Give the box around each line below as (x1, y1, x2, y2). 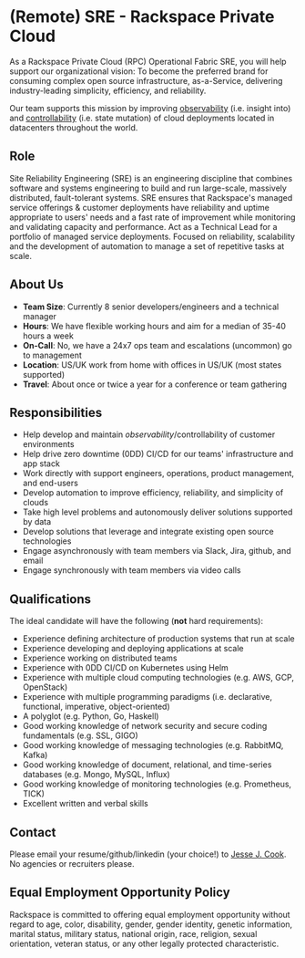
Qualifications (9, 591, 92, 607)
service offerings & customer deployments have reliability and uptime (9, 202, 270, 213)
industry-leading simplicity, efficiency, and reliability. (9, 85, 207, 96)
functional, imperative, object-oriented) (22, 701, 170, 713)
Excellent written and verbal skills (22, 798, 148, 809)
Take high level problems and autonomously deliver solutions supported (22, 506, 293, 517)
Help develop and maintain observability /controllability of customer (22, 429, 276, 440)
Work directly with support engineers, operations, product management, (22, 468, 294, 479)
